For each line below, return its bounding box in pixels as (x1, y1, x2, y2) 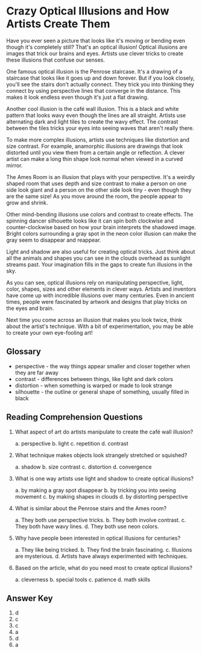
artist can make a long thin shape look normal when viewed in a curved (6, 155, 183, 162)
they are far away (14, 369, 59, 376)
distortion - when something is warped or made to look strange (14, 382, 172, 389)
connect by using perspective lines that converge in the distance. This (6, 87, 181, 94)
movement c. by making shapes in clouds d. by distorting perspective (14, 493, 188, 500)
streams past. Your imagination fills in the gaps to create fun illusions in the (6, 260, 193, 268)
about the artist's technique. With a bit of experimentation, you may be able (6, 323, 194, 330)
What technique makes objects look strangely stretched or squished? (14, 451, 188, 459)
